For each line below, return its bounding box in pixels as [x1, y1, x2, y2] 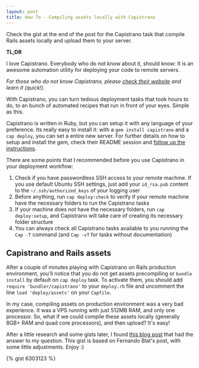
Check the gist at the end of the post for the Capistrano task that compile [6, 30, 185, 37]
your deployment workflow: [6, 163, 74, 170]
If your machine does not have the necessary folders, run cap [14, 205, 165, 212]
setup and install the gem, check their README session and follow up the [6, 138, 185, 145]
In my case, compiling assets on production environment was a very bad [6, 300, 184, 307]
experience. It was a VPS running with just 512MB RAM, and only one [6, 307, 175, 314]
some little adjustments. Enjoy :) [6, 344, 84, 351]
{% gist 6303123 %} [6, 355, 56, 362]
